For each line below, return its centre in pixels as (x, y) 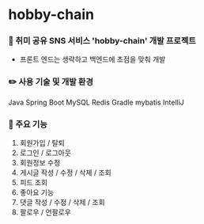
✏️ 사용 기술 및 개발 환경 (51, 82)
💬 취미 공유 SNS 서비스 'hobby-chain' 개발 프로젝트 (102, 41)
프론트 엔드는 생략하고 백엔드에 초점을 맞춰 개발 (93, 59)
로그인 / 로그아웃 (45, 153)
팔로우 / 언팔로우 (45, 212)
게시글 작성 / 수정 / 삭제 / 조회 (66, 173)
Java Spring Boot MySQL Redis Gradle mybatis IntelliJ (96, 102)
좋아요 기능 (37, 192)
